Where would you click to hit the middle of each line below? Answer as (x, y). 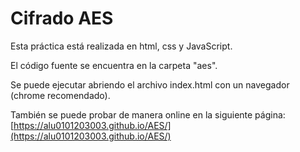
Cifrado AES (62, 18)
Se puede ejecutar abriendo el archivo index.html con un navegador (150, 84)
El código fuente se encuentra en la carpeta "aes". (114, 65)
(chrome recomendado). (60, 95)
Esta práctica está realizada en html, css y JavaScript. (121, 46)
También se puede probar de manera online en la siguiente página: (148, 114)
